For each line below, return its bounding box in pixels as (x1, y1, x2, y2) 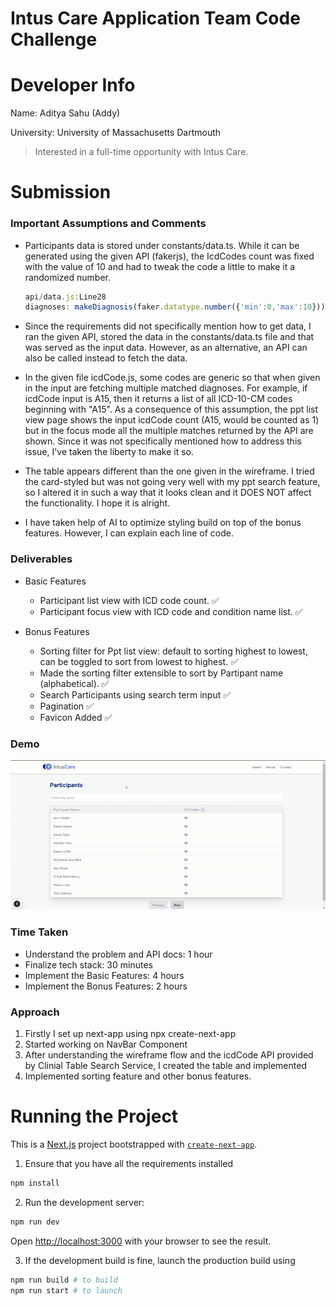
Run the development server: (24, 1196, 145, 1208)
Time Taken (10, 925, 69, 939)
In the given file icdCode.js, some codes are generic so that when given (24, 372, 321, 384)
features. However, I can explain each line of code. (24, 527, 234, 539)
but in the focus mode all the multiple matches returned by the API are (24, 425, 314, 437)
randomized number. (24, 271, 111, 283)
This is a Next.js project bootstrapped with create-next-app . (10, 1138, 258, 1150)
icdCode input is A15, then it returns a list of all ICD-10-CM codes (24, 393, 293, 405)
